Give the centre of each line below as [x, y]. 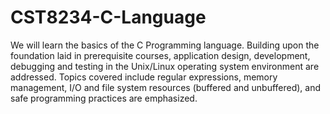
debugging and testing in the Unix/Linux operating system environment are [165, 66]
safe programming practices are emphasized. [104, 98]
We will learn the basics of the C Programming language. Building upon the [165, 45]
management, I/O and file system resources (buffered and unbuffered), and [166, 87]
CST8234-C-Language [108, 17]
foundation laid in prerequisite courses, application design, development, [160, 55]
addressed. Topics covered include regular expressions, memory [144, 77]
